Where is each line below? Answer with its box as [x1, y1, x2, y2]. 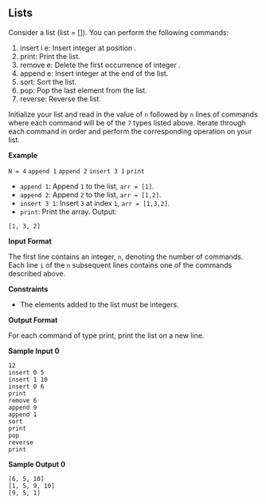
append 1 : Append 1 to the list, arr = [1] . [19, 181, 155, 191]
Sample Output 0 [8, 459, 66, 469]
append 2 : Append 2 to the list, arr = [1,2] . [19, 189, 162, 199]
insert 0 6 [8, 383, 45, 391]
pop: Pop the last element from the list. [19, 85, 147, 95]
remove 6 [8, 396, 37, 404]
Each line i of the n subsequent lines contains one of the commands [8, 260, 233, 270]
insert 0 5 [8, 368, 45, 376]
